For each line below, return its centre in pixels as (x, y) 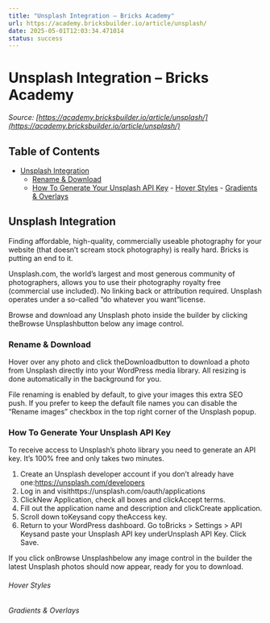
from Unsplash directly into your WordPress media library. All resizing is (127, 370)
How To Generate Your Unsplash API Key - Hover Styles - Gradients (145, 188)
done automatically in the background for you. (85, 379)
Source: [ (23, 118)
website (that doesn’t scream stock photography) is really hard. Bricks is (129, 250)
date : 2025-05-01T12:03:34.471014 (66, 31)
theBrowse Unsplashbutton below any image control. (96, 324)
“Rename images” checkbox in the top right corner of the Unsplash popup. (132, 412)
